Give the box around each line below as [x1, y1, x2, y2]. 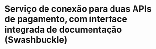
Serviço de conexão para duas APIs [4, 3, 152, 15]
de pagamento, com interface [4, 14, 128, 25]
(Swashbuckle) [4, 34, 67, 46]
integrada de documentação [4, 24, 122, 35]
